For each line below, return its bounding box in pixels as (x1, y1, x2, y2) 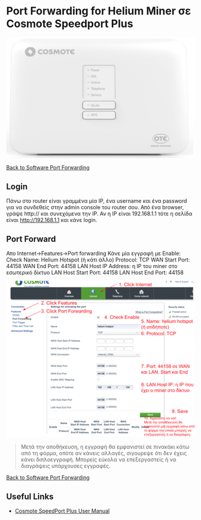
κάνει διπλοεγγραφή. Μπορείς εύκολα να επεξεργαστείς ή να (20, 456, 176, 463)
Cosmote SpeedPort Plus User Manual (14, 507, 110, 515)
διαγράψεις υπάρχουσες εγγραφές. (20, 462, 111, 470)
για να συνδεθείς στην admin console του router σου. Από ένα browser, (6, 204, 184, 211)
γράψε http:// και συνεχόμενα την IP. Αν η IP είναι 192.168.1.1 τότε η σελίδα (6, 210, 193, 217)
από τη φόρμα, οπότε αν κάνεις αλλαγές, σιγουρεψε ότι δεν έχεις (20, 450, 187, 457)
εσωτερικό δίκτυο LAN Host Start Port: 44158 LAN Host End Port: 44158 (6, 269, 184, 276)
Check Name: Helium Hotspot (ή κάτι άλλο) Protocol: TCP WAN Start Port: (6, 256, 190, 263)
